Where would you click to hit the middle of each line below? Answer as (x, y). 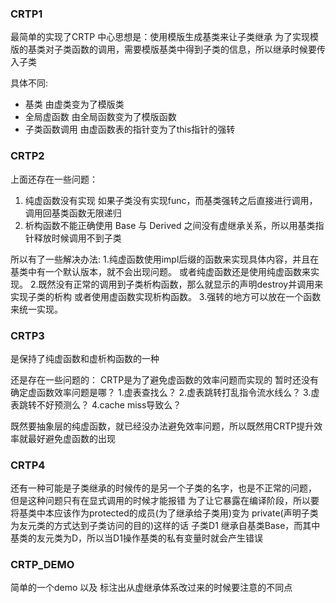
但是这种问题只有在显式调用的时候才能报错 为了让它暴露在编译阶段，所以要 (165, 501)
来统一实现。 (36, 309)
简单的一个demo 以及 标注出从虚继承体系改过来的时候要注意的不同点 (151, 588)
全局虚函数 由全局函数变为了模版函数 (100, 117)
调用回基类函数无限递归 (73, 213)
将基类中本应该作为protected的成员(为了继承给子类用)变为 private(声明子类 (164, 513)
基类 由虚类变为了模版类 (74, 104)
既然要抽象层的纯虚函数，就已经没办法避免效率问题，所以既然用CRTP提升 (162, 426)
